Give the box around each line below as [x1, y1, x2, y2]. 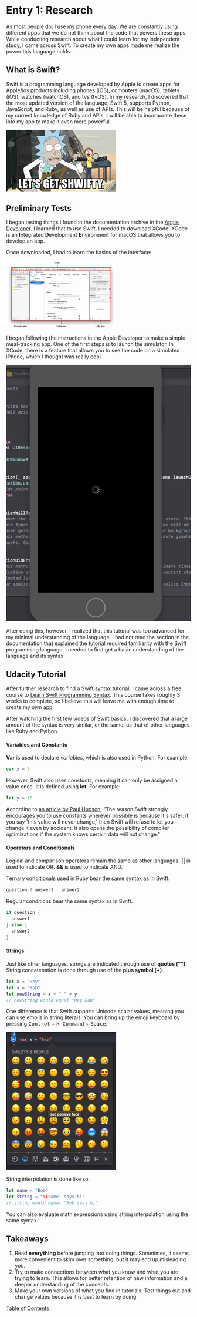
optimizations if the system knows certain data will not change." [6, 831, 160, 838]
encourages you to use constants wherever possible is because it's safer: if [6, 812, 189, 819]
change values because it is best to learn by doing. [14, 1293, 138, 1300]
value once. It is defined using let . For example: [6, 783, 121, 790]
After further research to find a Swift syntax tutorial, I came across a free [6, 685, 182, 692]
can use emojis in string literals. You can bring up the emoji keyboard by [6, 1014, 180, 1021]
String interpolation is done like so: [6, 1175, 90, 1182]
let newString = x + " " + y [6, 991, 77, 997]
